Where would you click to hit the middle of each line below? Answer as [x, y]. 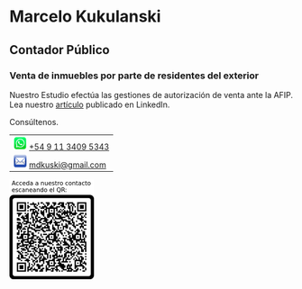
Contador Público [59, 50]
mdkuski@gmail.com [67, 165]
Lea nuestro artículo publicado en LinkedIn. [90, 104]
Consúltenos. [34, 122]
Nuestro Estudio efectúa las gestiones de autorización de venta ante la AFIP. [151, 95]
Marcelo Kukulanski [85, 17]
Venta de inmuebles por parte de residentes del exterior [134, 76]
